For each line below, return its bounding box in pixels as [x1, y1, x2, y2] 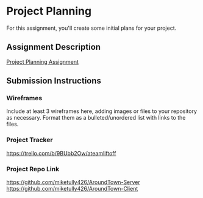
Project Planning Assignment [6, 58, 79, 65]
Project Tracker [6, 135, 53, 144]
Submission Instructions [6, 76, 102, 86]
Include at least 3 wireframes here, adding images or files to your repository [6, 108, 197, 115]
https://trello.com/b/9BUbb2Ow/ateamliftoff [6, 149, 116, 157]
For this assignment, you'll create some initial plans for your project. [6, 24, 177, 32]
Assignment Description [6, 42, 101, 52]
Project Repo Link [6, 165, 60, 173]
